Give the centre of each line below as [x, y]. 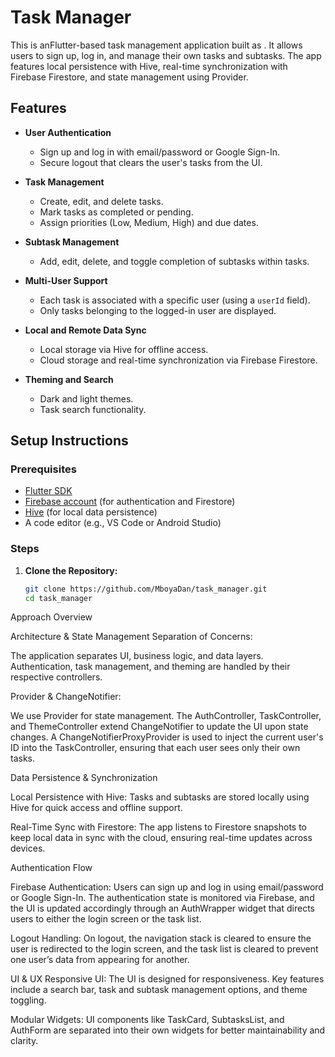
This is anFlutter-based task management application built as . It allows [156, 45]
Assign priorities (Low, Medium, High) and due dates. [149, 222]
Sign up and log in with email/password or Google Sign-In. [160, 152]
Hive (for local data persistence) [91, 512]
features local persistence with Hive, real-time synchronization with [149, 66]
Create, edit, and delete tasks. [101, 201]
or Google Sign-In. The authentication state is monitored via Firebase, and [162, 898]
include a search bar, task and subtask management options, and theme [159, 990]
